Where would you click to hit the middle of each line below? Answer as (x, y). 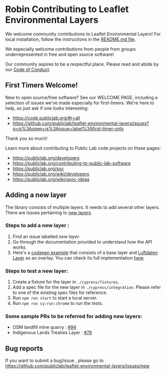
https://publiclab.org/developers (46, 158)
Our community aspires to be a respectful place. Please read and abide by (82, 64)
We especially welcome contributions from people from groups (70, 49)
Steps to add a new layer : (37, 226)
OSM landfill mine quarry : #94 (44, 327)
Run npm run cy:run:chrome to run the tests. (58, 304)
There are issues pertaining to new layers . (49, 212)
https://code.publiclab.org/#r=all (46, 118)
